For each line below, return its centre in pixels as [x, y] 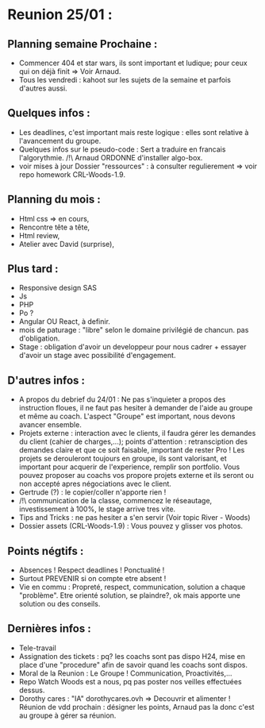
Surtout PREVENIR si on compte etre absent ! [92, 579]
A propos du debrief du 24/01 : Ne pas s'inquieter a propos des [122, 399]
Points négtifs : [46, 551]
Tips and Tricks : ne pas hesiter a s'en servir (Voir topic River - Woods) [134, 518]
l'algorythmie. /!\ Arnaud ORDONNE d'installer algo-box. [111, 157]
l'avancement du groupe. [60, 141]
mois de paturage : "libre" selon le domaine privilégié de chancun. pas [134, 330]
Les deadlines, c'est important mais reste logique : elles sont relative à [134, 132]
